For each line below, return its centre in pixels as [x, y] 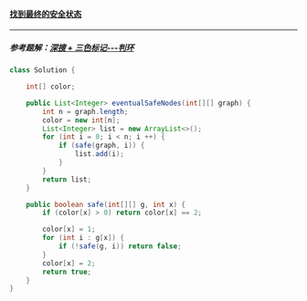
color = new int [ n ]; [81, 120]
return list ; [67, 179]
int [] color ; [51, 87]
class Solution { [42, 70]
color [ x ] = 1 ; [69, 229]
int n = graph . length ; [85, 111]
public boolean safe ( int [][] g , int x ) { [106, 204]
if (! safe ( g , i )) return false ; [120, 246]
